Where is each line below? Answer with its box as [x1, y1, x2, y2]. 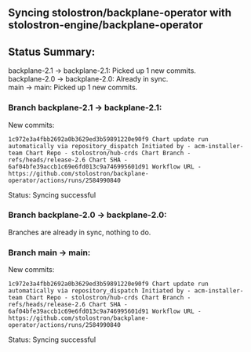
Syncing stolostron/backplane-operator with [8, 6, 232, 20]
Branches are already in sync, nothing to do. [8, 227, 151, 237]
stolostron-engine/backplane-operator [8, 19, 203, 32]
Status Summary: [8, 45, 96, 58]
